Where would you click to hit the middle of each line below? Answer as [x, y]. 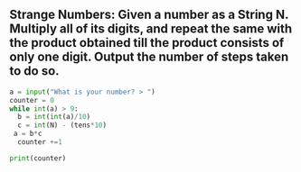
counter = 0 [32, 100]
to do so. [35, 71]
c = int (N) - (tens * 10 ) [62, 125]
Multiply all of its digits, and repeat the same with [151, 29]
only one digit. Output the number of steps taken [149, 57]
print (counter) [38, 158]
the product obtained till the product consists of [147, 43]
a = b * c [28, 134]
